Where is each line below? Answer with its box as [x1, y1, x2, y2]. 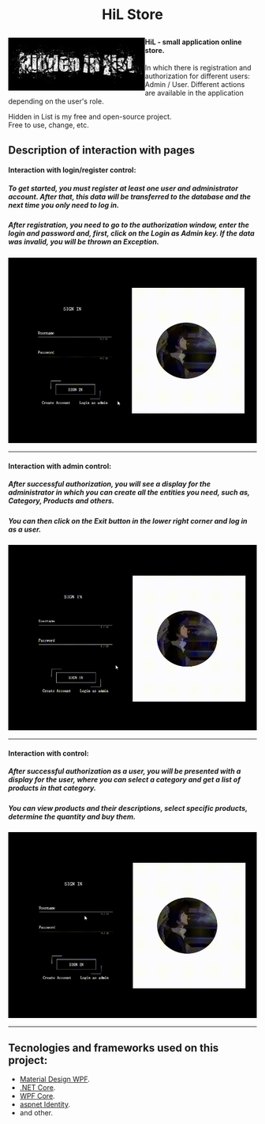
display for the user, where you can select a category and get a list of [8, 775, 241, 785]
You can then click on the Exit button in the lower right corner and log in [8, 516, 248, 525]
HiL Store [102, 6, 163, 24]
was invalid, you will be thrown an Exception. [8, 237, 159, 247]
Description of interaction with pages [8, 143, 196, 157]
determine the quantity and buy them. [8, 812, 136, 821]
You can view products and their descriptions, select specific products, [8, 803, 248, 812]
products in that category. [8, 783, 97, 793]
